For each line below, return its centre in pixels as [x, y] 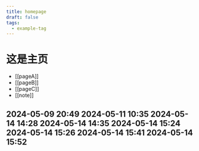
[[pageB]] [27, 83]
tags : [13, 23]
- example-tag [29, 28]
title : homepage [26, 12]
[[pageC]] [27, 89]
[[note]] [24, 95]
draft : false [22, 17]
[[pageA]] [27, 76]
